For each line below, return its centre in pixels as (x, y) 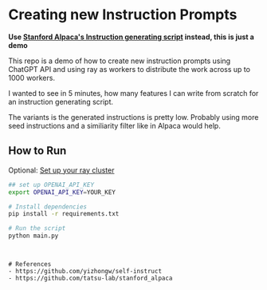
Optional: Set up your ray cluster (61, 170)
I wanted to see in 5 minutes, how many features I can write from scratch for (133, 93)
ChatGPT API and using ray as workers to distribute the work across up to (130, 69)
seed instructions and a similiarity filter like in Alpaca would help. (114, 125)
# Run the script (37, 228)
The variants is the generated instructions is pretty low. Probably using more (133, 117)
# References (30, 264)
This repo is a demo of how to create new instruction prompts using (120, 61)
